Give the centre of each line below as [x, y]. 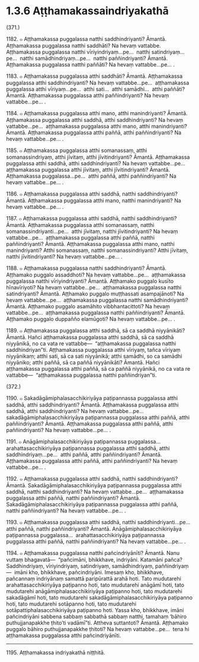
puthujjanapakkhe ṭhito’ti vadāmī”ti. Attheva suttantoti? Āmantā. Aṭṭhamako [97, 623]
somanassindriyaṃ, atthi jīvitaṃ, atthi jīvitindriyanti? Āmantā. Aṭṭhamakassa [98, 157]
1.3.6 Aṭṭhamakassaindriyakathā [87, 11]
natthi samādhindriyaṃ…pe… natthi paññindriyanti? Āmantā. [94, 58]
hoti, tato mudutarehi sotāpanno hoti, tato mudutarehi [71, 604]
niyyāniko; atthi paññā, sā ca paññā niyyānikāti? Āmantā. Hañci [83, 362]
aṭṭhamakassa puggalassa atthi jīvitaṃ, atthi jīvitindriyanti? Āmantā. [88, 169]
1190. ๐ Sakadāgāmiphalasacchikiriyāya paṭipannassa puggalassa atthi [92, 398]
